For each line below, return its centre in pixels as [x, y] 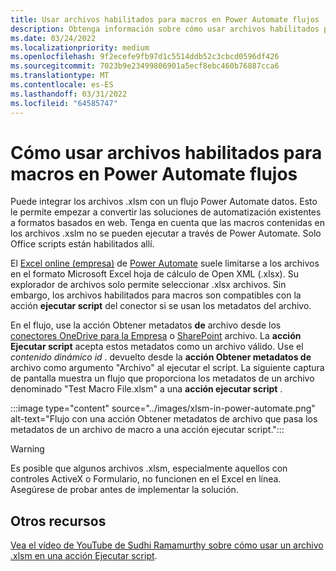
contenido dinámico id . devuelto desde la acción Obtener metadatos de [161, 357]
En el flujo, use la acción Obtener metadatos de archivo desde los [146, 325]
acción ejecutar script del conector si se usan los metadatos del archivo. [161, 306]
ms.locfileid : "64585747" [64, 103]
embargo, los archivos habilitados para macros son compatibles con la [156, 295]
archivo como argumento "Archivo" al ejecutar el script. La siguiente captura [167, 368]
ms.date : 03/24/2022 [53, 38]
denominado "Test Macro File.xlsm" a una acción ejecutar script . [146, 389]
